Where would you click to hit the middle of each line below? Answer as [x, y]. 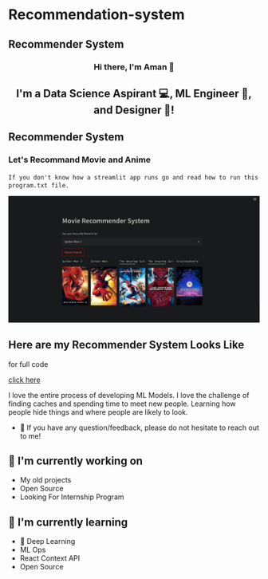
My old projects [45, 480]
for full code [28, 364]
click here [25, 380]
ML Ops [33, 550]
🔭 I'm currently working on [76, 461]
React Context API [50, 558]
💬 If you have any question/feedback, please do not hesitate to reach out [139, 427]
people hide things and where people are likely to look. [99, 412]
